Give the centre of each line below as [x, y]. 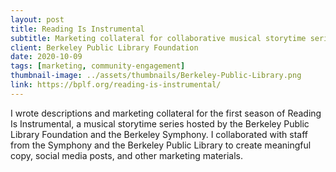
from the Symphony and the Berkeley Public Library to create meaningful [161, 145]
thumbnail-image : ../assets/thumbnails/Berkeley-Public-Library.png [156, 76]
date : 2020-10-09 [46, 57]
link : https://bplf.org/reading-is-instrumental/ [116, 85]
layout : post [37, 19]
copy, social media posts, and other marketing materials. [127, 155]
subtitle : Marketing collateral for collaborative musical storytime [158, 38]
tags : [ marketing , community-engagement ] [98, 66]
